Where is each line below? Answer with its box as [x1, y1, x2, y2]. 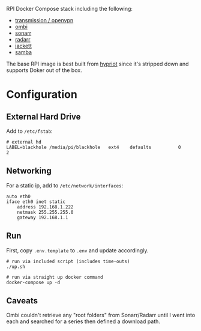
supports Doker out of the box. [6, 67, 82, 74]
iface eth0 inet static [6, 198, 66, 205]
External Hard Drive [6, 111, 81, 122]
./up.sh [6, 264, 26, 270]
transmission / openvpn [14, 17, 74, 23]
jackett [14, 42, 32, 49]
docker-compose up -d [6, 279, 61, 285]
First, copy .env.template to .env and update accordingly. [6, 246, 149, 254]
